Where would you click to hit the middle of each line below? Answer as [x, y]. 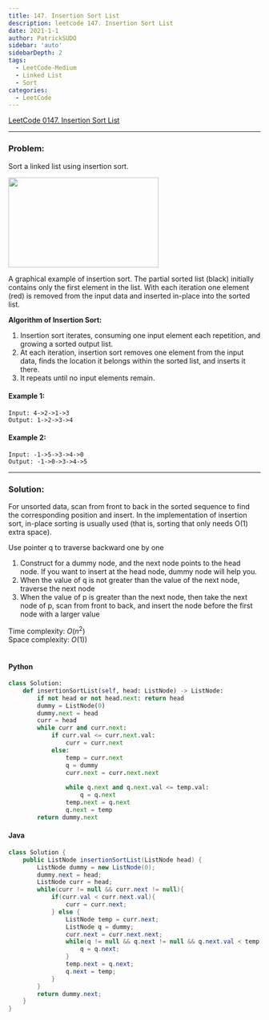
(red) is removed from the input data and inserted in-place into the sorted [129, 295]
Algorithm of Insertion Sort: [55, 319]
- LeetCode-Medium [46, 68]
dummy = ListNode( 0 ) [71, 705]
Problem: [26, 149]
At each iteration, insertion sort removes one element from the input [132, 352]
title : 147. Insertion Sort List [64, 16]
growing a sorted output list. [66, 343]
